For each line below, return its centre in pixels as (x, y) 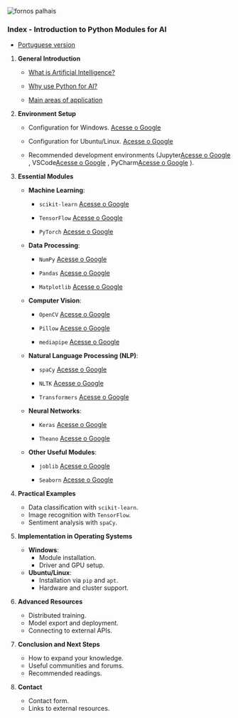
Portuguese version (47, 45)
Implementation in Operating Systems (75, 537)
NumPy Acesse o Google (73, 259)
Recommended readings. (65, 673)
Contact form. (49, 701)
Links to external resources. (69, 709)
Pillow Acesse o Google (74, 328)
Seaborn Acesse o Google (76, 480)
